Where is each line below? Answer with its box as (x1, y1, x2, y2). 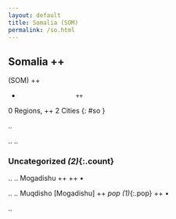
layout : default (8, 11, 61, 20)
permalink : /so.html (8, 26, 76, 34)
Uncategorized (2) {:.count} (8, 156, 115, 167)
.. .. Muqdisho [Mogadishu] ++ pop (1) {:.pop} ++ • (8, 188, 170, 198)
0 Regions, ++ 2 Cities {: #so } (8, 106, 106, 116)
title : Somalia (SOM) (8, 19, 79, 27)
